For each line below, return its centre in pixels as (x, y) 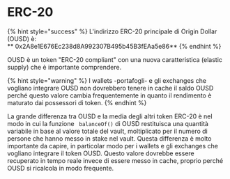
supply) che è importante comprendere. (64, 67)
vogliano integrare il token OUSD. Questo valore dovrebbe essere (101, 153)
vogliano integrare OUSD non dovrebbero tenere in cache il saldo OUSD (110, 88)
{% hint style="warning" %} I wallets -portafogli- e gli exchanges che (107, 80)
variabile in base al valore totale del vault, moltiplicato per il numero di (107, 131)
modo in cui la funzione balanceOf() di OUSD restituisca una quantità (108, 123)
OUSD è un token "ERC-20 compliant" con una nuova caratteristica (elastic (115, 59)
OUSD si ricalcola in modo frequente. (61, 168)
